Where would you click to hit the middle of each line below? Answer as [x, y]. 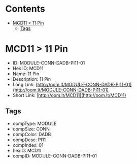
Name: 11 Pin [26, 74]
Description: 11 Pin [32, 79]
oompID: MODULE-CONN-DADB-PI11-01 [55, 156]
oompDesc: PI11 [29, 140]
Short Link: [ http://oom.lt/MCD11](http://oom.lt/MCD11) [69, 95]
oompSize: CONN [31, 129]
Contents [25, 9]
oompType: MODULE [35, 123]
